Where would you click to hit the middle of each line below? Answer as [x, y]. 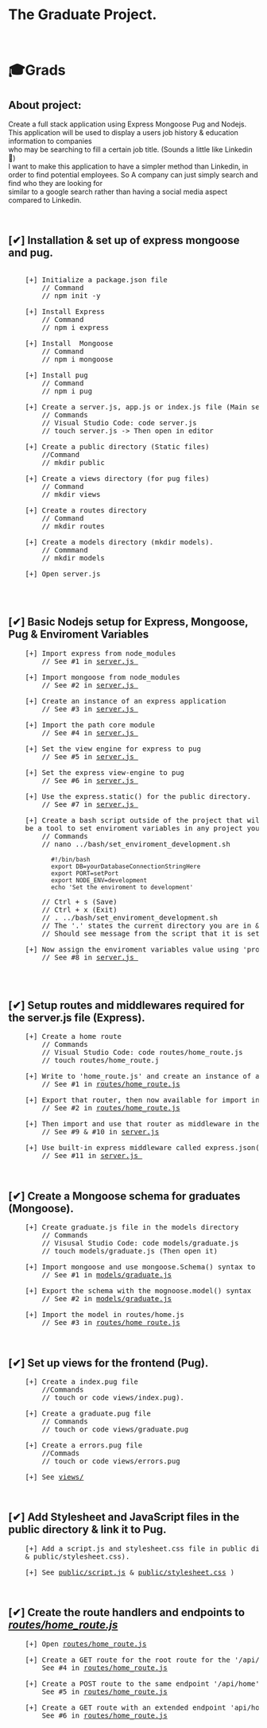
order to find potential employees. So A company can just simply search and [133, 174]
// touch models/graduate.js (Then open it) [130, 1251]
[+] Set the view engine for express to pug [113, 748]
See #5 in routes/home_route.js [105, 1691]
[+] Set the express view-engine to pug [105, 772]
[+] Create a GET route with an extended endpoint [126, 1707]
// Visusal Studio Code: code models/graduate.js [140, 1243]
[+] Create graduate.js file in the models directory [132, 1227]
